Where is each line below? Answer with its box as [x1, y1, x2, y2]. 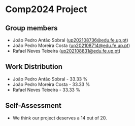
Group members [5, 24, 58, 32]
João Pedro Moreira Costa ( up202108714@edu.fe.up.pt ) [12, 43, 130, 49]
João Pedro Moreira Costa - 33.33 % [12, 81, 90, 87]
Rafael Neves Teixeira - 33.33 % [12, 87, 80, 93]
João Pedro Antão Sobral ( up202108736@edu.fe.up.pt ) [12, 37, 128, 43]
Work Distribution [5, 62, 62, 71]
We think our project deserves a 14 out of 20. [12, 115, 108, 121]
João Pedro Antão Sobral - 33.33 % [12, 76, 88, 82]
